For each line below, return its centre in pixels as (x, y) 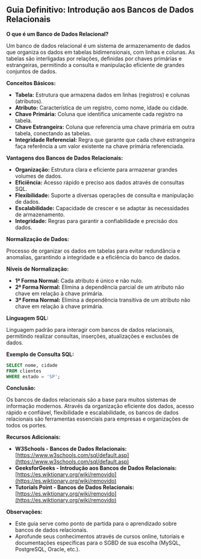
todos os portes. (26, 425)
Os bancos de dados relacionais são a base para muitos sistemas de (91, 400)
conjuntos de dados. (32, 71)
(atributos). (29, 101)
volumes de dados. (39, 176)
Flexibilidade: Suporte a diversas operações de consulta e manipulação (104, 195)
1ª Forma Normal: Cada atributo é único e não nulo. (79, 280)
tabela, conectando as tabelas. (53, 133)
